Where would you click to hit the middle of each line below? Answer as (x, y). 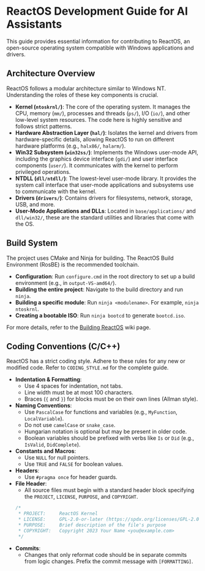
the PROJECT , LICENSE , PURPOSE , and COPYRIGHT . (81, 497)
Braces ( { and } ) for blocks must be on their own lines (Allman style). (111, 399)
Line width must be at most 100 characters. (79, 393)
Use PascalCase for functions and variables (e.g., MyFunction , (101, 412)
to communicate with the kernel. (56, 191)
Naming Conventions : (43, 406)
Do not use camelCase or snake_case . (70, 425)
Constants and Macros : (46, 451)
